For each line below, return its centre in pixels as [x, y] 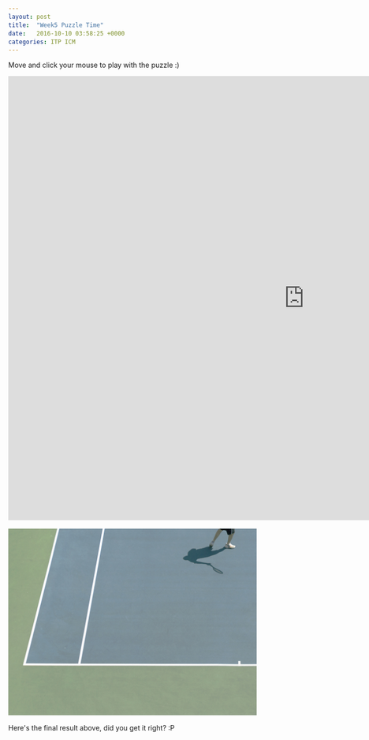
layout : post [30, 17]
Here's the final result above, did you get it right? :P [91, 728]
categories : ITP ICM [42, 42]
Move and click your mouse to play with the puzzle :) [94, 65]
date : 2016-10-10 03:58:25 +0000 [67, 33]
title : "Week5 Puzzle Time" [56, 25]
